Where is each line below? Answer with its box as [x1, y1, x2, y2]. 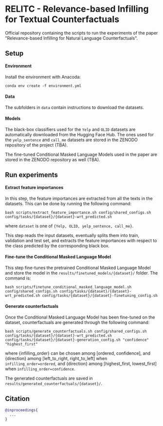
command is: [5, 275, 31, 281]
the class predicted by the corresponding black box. [5, 243, 110, 249]
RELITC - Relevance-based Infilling [5, 3, 149, 15]
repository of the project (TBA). [5, 142, 68, 148]
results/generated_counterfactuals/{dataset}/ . [5, 380, 103, 386]
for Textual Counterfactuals [5, 14, 120, 25]
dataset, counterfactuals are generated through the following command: [5, 319, 150, 325]
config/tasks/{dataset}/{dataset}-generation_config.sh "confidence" [5, 337, 149, 342]
